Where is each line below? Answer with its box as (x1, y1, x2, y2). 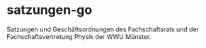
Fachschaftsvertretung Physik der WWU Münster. (6, 32, 151, 40)
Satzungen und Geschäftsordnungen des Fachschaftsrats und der (6, 25, 200, 33)
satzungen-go (6, 2, 93, 18)
